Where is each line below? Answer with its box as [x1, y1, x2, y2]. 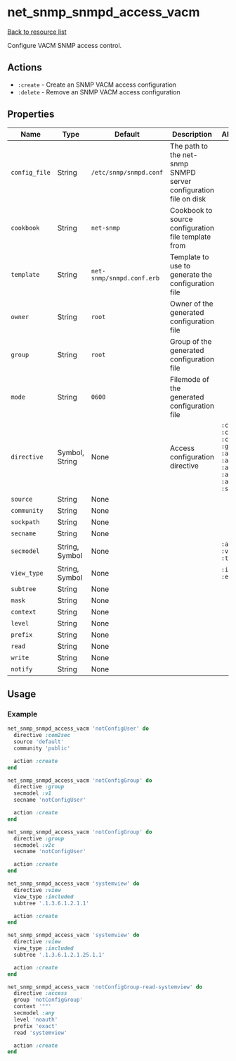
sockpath [11, 518, 40, 526]
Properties [7, 108, 55, 120]
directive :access [13, 990, 68, 997]
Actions [7, 61, 42, 74]
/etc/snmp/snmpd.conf [91, 168, 164, 176]
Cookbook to [169, 205, 213, 215]
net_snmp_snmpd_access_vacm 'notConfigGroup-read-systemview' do [7, 984, 202, 991]
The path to [169, 141, 209, 151]
